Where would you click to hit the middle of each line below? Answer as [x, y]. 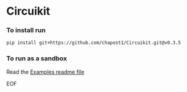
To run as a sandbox [37, 58]
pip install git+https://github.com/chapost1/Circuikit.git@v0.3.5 [94, 43]
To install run [26, 30]
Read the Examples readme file [45, 72]
